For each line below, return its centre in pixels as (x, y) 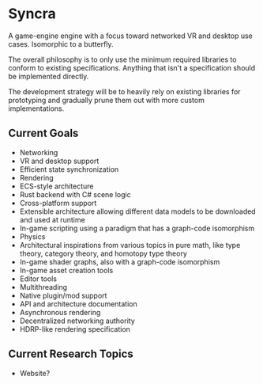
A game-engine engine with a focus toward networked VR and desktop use (130, 36)
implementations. (36, 108)
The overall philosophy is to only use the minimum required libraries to (122, 59)
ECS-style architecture (56, 186)
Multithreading (43, 287)
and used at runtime (52, 219)
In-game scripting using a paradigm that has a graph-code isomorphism (137, 228)
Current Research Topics (71, 354)
